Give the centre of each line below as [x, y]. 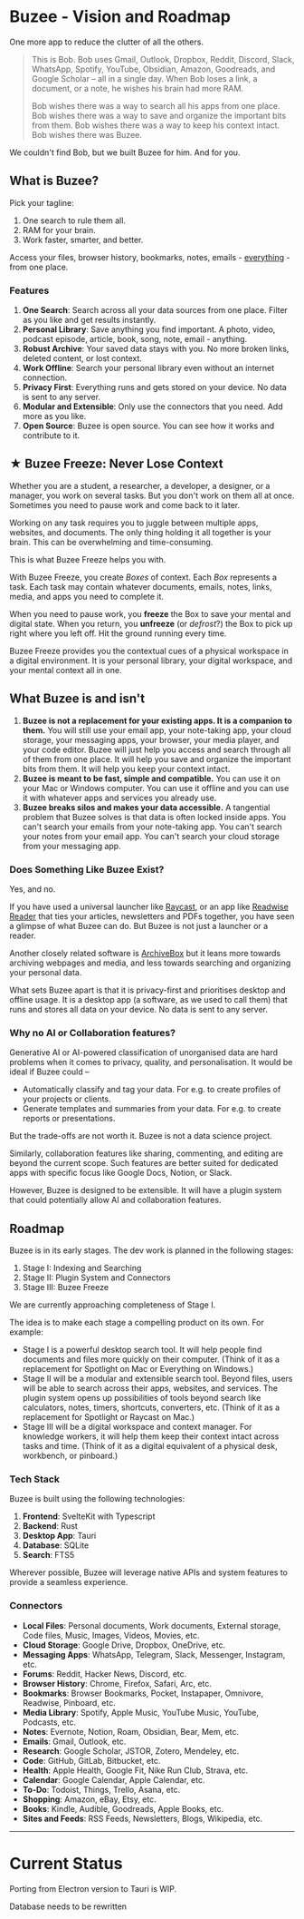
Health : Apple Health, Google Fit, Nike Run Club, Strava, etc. [135, 1770]
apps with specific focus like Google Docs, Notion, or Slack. [121, 1173]
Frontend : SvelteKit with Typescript [89, 1516]
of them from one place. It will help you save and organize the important [157, 759]
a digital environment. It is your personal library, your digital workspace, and [151, 661]
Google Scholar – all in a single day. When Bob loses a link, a [144, 78]
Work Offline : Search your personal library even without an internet [148, 368]
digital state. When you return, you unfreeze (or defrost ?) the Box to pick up [151, 623]
